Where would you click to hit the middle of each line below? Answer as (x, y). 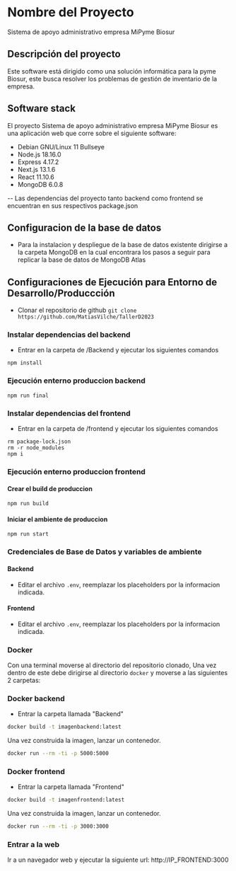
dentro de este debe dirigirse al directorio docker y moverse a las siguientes (118, 673)
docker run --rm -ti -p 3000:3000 (58, 826)
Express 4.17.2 (38, 162)
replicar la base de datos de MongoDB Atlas (82, 260)
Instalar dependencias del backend (69, 335)
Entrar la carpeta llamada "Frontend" (71, 787)
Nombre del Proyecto (71, 12)
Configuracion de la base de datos (84, 227)
